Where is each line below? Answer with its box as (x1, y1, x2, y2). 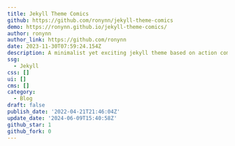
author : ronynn (7, 29, 52, 37)
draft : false (7, 102, 45, 109)
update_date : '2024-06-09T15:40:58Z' (7, 114, 117, 121)
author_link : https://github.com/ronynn (7, 36, 127, 44)
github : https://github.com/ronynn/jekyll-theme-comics (7, 17, 173, 24)
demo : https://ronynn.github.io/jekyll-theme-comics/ (7, 23, 168, 30)
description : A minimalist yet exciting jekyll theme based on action (7, 50, 218, 57)
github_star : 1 (7, 121, 52, 128)
